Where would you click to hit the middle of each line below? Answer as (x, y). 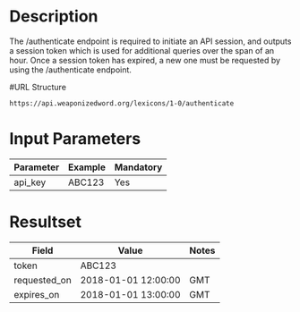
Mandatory (138, 167)
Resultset (46, 222)
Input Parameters (75, 139)
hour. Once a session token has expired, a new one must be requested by (145, 60)
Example (86, 167)
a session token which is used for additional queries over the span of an (142, 50)
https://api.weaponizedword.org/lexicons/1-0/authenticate (122, 103)
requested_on (43, 280)
